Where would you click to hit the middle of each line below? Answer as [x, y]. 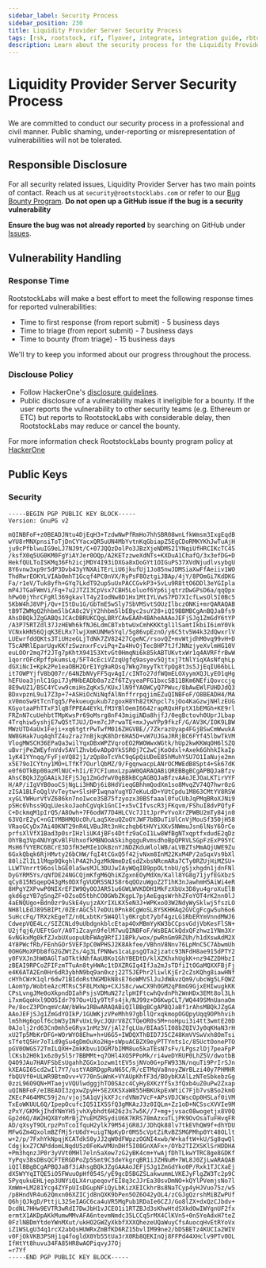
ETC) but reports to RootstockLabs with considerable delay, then [125, 417]
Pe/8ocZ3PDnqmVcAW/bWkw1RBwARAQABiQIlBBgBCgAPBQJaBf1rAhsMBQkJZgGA [122, 1007]
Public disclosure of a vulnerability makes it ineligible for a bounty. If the [137, 400]
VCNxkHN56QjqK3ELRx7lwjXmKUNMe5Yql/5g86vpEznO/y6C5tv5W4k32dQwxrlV [122, 632]
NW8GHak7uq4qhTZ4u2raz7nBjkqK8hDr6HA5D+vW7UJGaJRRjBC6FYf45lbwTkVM [122, 736]
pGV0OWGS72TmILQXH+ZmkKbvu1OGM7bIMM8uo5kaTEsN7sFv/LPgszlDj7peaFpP [122, 1049]
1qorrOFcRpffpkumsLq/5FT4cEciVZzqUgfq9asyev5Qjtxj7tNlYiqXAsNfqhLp [122, 660]
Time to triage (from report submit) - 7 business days [106, 330]
